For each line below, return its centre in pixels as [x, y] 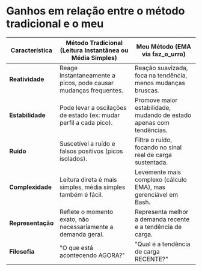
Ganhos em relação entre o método [96, 11]
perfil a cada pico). [86, 122]
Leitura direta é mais [88, 179]
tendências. [151, 130]
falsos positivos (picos [91, 151]
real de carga [153, 155]
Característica [32, 50]
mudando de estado [163, 115]
